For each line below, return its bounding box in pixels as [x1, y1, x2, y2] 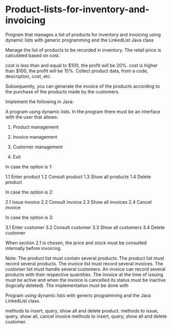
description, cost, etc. [5, 73, 52, 79]
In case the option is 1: [5, 163, 53, 170]
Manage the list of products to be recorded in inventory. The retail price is [5, 47, 162, 53]
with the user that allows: [5, 114, 59, 120]
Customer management [12, 144, 63, 150]
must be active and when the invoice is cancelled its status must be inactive [5, 277, 166, 283]
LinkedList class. [5, 298, 41, 304]
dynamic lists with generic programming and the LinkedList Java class [5, 37, 154, 43]
